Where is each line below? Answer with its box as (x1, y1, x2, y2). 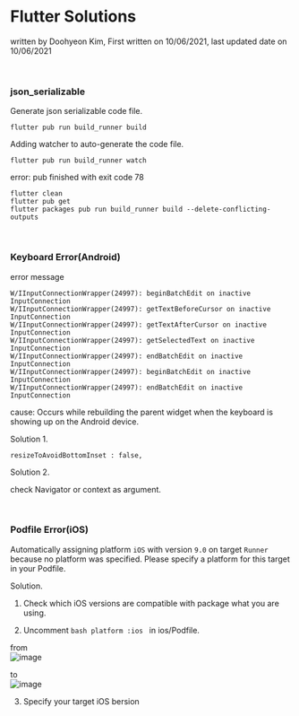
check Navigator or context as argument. (10, 484, 162, 494)
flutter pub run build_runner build (10, 123, 147, 132)
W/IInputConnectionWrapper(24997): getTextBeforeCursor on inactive (10, 304, 271, 313)
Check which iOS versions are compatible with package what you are (22, 598, 280, 608)
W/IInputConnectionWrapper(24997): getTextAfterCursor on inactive (10, 320, 268, 329)
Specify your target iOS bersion (22, 695, 140, 706)
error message (10, 271, 65, 282)
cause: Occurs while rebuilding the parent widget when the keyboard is (10, 406, 274, 417)
